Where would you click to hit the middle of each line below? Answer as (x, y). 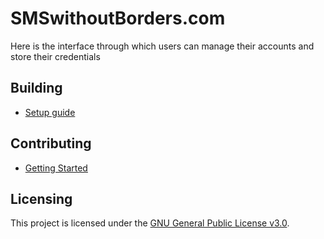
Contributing (51, 143)
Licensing (41, 198)
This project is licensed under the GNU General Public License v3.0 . (150, 223)
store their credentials (55, 56)
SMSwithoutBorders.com (118, 18)
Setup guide (50, 112)
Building (36, 88)
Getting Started (56, 168)
